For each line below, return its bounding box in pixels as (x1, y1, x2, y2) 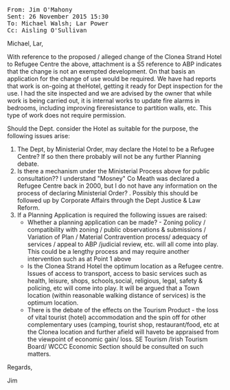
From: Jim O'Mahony (7, 6, 73, 13)
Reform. (16, 204, 40, 212)
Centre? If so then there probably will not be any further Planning (16, 153, 201, 160)
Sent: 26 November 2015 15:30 (7, 13, 109, 20)
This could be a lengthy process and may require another (27, 248, 190, 255)
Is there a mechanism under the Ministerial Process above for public (16, 167, 210, 175)
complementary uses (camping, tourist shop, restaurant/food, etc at (27, 321, 220, 329)
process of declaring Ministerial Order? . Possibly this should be (16, 189, 198, 197)
